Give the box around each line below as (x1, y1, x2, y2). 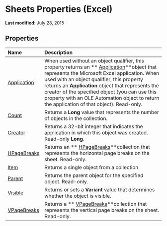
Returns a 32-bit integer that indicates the (44, 123, 143, 130)
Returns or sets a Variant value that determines (44, 186, 155, 193)
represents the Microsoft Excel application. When (44, 69, 160, 76)
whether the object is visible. (44, 192, 112, 199)
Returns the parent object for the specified (44, 172, 144, 179)
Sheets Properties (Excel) (5, 3, 113, 15)
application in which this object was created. (44, 129, 148, 136)
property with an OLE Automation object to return (44, 94, 160, 101)
